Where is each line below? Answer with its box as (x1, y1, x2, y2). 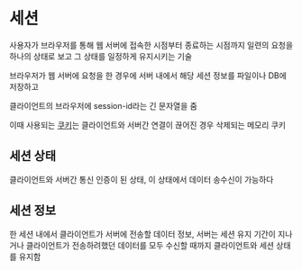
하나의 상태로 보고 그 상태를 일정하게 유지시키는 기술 (9, 50, 192, 61)
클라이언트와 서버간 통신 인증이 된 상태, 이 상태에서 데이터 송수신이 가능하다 (9, 174, 274, 184)
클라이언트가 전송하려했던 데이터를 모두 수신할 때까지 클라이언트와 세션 (25, 239, 275, 250)
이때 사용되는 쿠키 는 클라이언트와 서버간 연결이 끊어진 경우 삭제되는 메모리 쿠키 (9, 119, 287, 130)
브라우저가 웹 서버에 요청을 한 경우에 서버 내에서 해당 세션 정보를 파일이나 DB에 (9, 69, 287, 81)
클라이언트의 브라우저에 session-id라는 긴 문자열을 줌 (9, 100, 198, 111)
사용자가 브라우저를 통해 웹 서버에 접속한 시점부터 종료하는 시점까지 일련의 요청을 (9, 40, 294, 50)
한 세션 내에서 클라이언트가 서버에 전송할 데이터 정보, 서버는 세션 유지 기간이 (9, 229, 277, 239)
